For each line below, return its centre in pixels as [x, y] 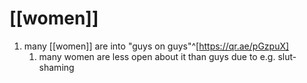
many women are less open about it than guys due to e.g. [157, 56]
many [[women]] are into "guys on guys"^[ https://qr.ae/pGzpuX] [156, 46]
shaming [56, 67]
